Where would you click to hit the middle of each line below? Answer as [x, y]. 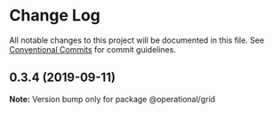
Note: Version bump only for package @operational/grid [112, 99]
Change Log [55, 16]
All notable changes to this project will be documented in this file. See [137, 40]
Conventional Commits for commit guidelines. [92, 49]
